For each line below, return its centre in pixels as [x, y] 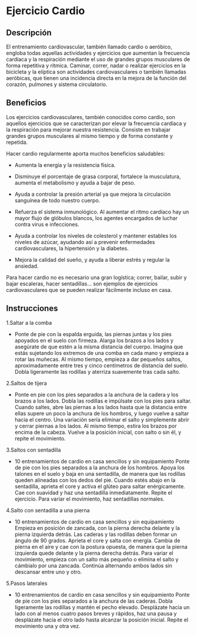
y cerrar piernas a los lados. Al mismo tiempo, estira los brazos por [96, 426]
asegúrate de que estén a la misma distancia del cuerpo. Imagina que [99, 347]
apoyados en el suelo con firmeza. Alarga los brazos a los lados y [94, 340]
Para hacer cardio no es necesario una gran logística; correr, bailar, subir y [96, 277]
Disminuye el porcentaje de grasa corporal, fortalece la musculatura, [98, 176]
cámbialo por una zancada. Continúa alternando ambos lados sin [93, 565]
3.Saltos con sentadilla [34, 450]
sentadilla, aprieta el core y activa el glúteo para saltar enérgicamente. [100, 486]
